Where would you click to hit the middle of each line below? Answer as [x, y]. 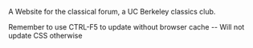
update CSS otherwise [45, 36]
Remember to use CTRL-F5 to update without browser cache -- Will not [126, 27]
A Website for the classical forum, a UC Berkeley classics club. [112, 12]
